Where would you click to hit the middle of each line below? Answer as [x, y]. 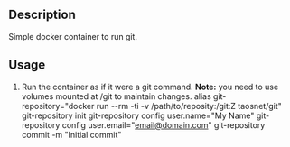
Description [42, 15]
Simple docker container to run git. [73, 36]
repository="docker [58, 106]
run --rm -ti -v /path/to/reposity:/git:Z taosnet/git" [189, 106]
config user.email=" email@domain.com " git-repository [164, 124]
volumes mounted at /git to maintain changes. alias [116, 96]
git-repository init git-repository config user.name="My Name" [138, 115]
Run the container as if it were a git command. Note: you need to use [150, 87]
